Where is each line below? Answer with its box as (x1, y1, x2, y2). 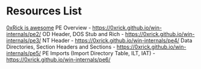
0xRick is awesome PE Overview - (6, 24, 91, 31)
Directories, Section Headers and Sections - (6, 43, 116, 50)
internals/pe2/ (6, 30, 42, 37)
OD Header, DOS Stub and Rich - (42, 30, 125, 37)
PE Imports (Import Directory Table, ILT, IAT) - (42, 49, 155, 56)
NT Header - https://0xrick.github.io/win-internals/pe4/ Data (42, 37, 193, 44)
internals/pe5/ (6, 49, 41, 56)
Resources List (6, 4, 82, 18)
